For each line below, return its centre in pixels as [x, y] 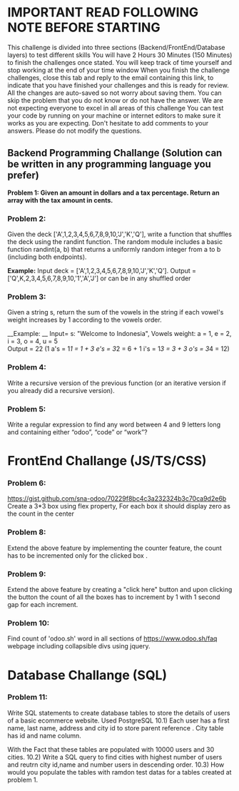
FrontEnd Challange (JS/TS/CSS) [107, 461]
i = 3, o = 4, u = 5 [33, 341]
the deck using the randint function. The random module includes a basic [115, 242]
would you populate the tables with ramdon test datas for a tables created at [119, 772]
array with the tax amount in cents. [60, 200]
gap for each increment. [43, 605]
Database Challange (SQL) [87, 675]
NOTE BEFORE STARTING [84, 27]
